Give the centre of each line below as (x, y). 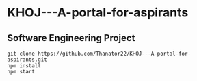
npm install (24, 66)
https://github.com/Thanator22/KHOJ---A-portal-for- (114, 54)
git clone (21, 54)
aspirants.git (27, 60)
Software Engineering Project (71, 38)
